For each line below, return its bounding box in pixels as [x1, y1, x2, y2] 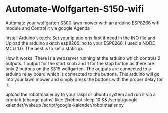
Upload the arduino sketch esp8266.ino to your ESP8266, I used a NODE [5, 40, 155, 46]
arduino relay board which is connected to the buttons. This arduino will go [5, 71, 160, 77]
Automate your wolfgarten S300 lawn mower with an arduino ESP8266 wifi [5, 20, 160, 26]
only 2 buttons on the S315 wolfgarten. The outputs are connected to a [5, 66, 151, 72]
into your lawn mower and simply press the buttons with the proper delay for [5, 76, 163, 82]
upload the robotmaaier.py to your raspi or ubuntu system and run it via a [5, 91, 156, 97]
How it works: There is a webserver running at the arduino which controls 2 [5, 55, 161, 61]
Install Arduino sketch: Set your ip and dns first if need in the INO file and [5, 35, 156, 41]
